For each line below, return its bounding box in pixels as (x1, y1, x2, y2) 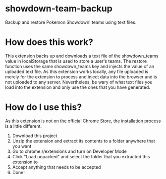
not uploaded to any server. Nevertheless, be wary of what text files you (5, 79, 153, 85)
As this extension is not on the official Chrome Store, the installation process (5, 118, 161, 124)
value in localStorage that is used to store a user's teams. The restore (5, 58, 147, 64)
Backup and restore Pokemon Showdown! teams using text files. (5, 19, 137, 25)
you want (12, 143, 32, 149)
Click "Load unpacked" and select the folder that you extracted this (12, 153, 150, 159)
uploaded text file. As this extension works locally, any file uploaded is (5, 69, 149, 74)
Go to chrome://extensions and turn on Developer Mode (12, 148, 127, 154)
